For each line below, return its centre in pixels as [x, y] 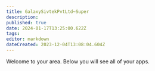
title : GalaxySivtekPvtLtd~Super [48, 12]
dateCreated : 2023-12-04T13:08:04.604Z [56, 45]
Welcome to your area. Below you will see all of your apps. [78, 61]
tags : [13, 34]
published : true [26, 22]
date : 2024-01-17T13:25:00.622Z [46, 28]
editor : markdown [28, 39]
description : [22, 17]
